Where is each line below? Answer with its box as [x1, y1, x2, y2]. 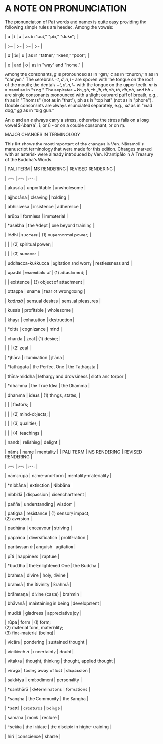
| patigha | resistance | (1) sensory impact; [5, 510, 90, 516]
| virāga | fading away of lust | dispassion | [5, 667, 91, 673]
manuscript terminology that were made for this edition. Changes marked [5, 146, 152, 152]
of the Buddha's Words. [5, 156, 53, 162]
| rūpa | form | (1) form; [5, 619, 51, 625]
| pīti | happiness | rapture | [5, 553, 60, 559]
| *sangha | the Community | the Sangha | [5, 695, 89, 701]
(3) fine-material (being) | [5, 630, 56, 635]
